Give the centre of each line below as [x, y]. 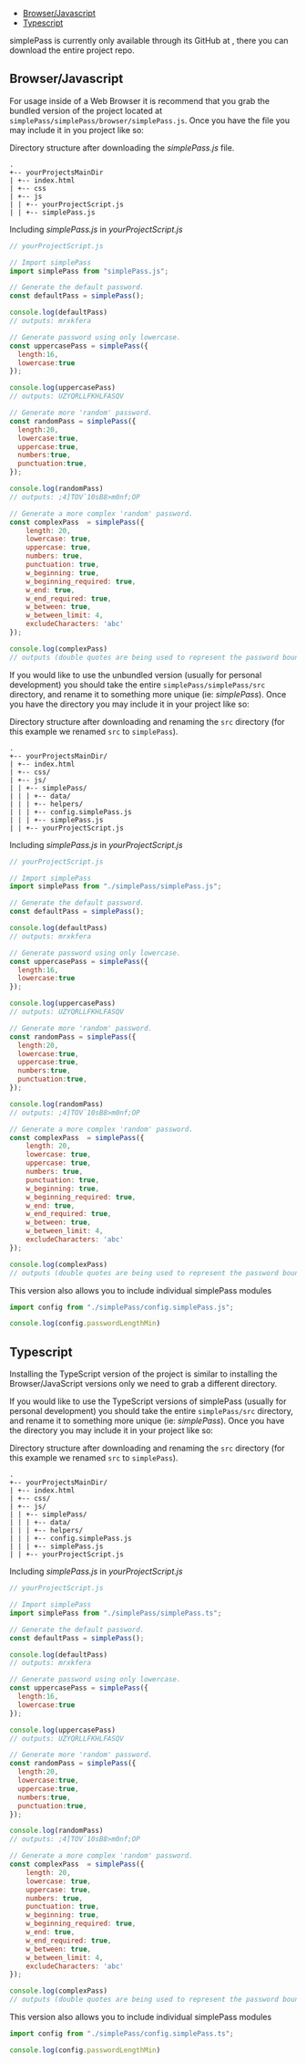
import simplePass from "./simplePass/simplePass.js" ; [116, 886]
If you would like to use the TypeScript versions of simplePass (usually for [148, 1401]
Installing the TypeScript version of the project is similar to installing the [143, 1374]
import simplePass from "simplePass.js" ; [89, 271]
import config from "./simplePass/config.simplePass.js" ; [122, 1307]
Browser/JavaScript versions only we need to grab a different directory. [143, 1384]
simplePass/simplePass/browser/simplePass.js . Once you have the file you [149, 120]
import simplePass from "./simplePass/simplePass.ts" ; [116, 1613]
